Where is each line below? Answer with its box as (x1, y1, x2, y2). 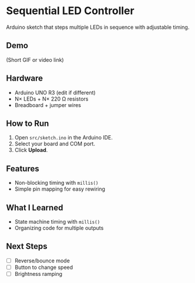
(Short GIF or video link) (6, 56, 64, 63)
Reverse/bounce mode (14, 257, 70, 264)
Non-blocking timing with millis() (14, 179, 99, 187)
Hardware (6, 74, 43, 84)
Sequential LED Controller (6, 4, 135, 18)
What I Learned (6, 202, 63, 212)
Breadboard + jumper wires (14, 101, 81, 108)
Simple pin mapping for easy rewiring (14, 185, 106, 192)
